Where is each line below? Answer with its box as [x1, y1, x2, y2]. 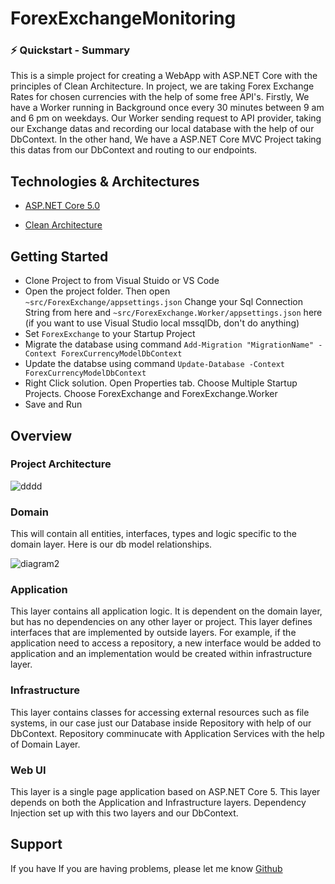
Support [10, 836, 63, 853]
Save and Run [24, 398, 83, 411]
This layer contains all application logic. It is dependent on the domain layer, [10, 605, 323, 617]
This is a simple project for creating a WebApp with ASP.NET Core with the [10, 70, 318, 82]
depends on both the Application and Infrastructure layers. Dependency [10, 796, 307, 808]
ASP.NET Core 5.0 [24, 200, 101, 212]
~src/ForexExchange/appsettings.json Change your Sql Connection [24, 296, 303, 308]
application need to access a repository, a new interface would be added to [10, 637, 322, 649]
